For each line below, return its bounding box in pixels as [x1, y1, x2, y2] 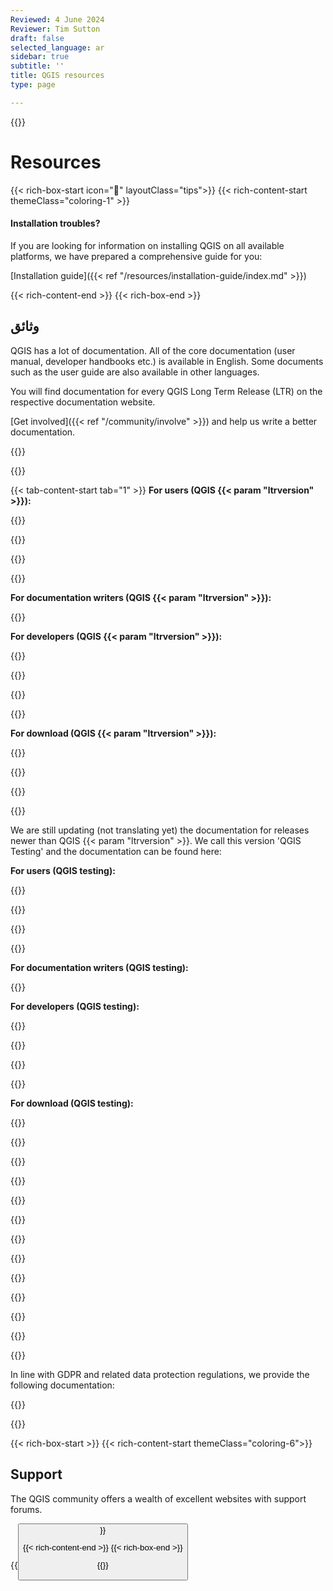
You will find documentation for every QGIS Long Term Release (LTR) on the [10, 385, 323, 397]
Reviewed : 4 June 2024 [10, 14, 105, 25]
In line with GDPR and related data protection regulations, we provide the [10, 1368, 310, 1380]
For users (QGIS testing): [10, 864, 116, 876]
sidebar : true [10, 52, 70, 62]
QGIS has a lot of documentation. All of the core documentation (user [10, 344, 296, 356]
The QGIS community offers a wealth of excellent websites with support [10, 1492, 307, 1505]
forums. [10, 1503, 43, 1515]
